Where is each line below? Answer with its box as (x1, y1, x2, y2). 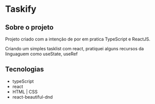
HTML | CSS (12, 89, 38, 95)
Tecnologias (5, 65, 44, 73)
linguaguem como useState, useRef (5, 51, 78, 57)
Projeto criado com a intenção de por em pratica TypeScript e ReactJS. (5, 36, 151, 42)
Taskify (5, 3, 37, 15)
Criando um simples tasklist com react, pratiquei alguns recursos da (5, 46, 144, 51)
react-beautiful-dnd (12, 94, 53, 100)
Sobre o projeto (5, 23, 53, 32)
